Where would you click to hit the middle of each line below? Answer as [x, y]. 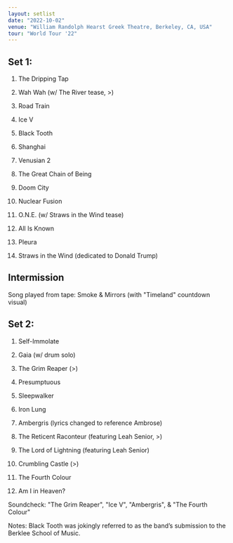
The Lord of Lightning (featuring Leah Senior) [84, 450]
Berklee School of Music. [44, 533]
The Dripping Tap [43, 79]
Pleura [27, 242]
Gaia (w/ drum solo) [47, 355]
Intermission [36, 278]
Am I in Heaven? [42, 491]
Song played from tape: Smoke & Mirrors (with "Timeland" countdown [109, 294]
